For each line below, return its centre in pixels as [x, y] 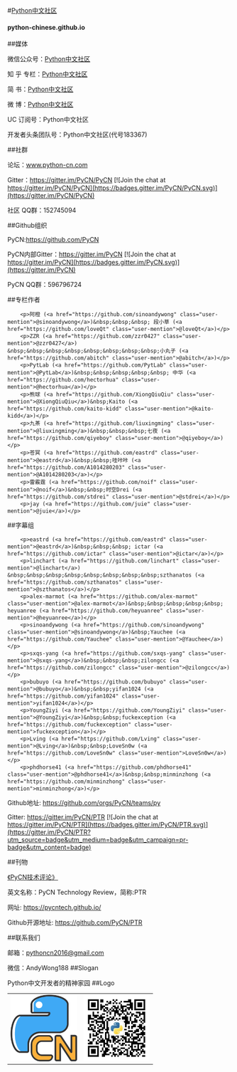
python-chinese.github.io [46, 27]
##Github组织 [27, 226]
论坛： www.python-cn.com [48, 165]
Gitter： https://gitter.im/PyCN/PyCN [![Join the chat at [87, 180]
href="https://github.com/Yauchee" [60, 639]
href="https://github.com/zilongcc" [61, 668]
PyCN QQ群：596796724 [45, 285]
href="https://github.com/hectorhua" [63, 380]
